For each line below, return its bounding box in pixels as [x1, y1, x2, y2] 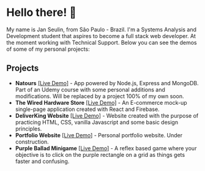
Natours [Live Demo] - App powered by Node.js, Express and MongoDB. [15, 79, 199, 86]
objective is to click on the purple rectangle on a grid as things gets [15, 151, 185, 158]
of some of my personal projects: [6, 45, 90, 53]
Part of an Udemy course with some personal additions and [15, 86, 165, 93]
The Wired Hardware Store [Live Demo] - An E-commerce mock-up [15, 99, 188, 106]
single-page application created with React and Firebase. [15, 105, 160, 113]
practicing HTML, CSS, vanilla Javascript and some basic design [15, 118, 179, 126]
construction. [15, 138, 49, 145]
